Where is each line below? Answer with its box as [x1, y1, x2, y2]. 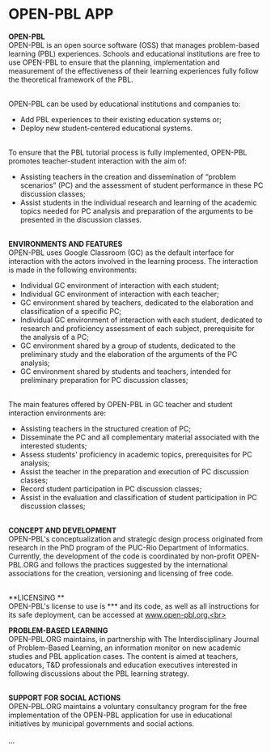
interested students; [19, 440, 87, 450]
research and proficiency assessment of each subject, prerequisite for [19, 323, 255, 333]
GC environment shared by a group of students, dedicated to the [19, 341, 236, 351]
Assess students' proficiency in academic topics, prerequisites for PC [19, 449, 252, 459]
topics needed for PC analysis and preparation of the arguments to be [19, 206, 253, 215]
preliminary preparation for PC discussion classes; [19, 375, 188, 384]
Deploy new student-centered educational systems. [19, 123, 193, 133]
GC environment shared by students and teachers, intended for [19, 366, 231, 376]
